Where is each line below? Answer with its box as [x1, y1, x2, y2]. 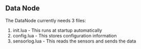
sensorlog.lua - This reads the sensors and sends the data [12, 38, 136, 44]
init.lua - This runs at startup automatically [12, 27, 103, 33]
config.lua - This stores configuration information [12, 32, 117, 38]
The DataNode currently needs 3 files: [5, 17, 86, 23]
